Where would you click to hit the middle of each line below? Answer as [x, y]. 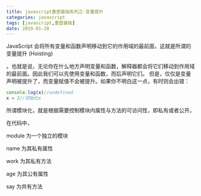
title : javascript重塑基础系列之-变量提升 [55, 12]
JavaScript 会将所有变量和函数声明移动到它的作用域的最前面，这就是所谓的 [99, 46]
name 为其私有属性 [30, 148]
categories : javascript [36, 17]
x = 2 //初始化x [24, 98]
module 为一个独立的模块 [37, 136]
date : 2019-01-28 [28, 28]
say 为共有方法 [25, 186]
